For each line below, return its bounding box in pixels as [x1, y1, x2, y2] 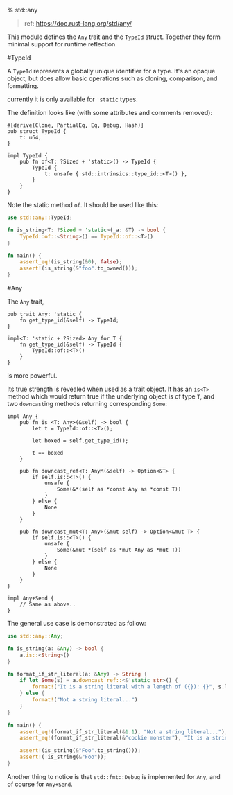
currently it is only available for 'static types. [7, 95, 138, 103]
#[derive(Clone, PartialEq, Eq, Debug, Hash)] [7, 122, 144, 129]
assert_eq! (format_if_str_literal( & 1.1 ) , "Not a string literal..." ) [19, 728, 225, 735]
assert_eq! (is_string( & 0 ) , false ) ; [19, 259, 123, 265]
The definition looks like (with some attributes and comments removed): [7, 109, 213, 116]
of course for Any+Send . [7, 780, 73, 788]
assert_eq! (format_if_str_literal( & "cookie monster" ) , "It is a [19, 735, 209, 742]
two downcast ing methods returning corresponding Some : [7, 400, 168, 408]
